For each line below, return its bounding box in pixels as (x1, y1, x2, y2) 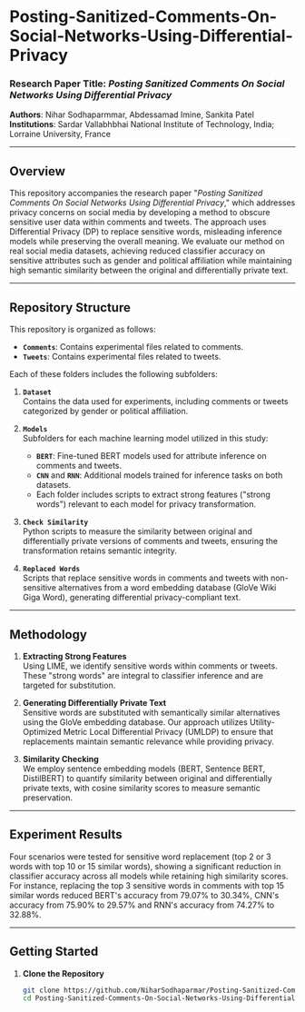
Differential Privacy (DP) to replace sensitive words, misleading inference (9, 226, 283, 237)
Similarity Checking (22, 753, 100, 764)
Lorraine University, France (9, 129, 112, 140)
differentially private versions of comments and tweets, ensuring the (22, 536, 279, 547)
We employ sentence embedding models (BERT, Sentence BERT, (22, 763, 266, 774)
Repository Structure (9, 300, 132, 315)
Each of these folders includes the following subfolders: (9, 369, 218, 380)
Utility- (249, 716, 275, 728)
